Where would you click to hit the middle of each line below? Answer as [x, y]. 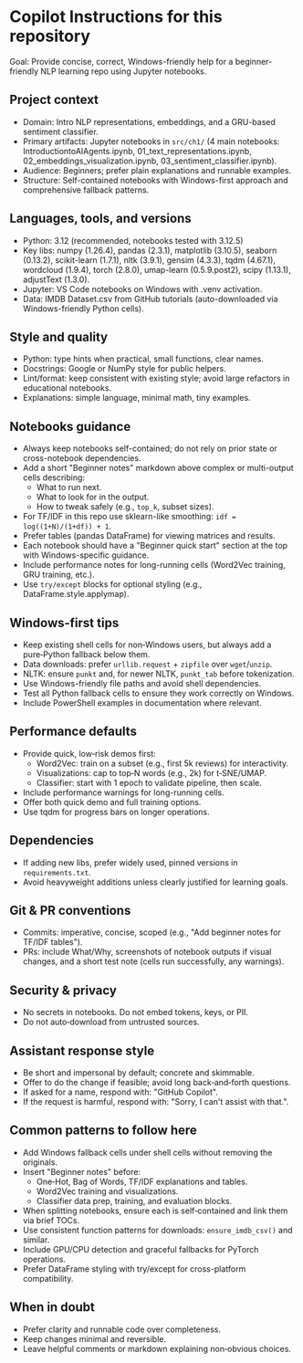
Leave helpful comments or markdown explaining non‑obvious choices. [157, 1348]
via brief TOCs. [51, 1220]
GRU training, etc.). [58, 575]
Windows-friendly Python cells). [83, 309]
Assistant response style [82, 1050]
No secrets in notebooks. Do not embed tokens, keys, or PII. [136, 1012]
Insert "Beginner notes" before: [82, 1171]
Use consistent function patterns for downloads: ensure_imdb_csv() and [157, 1230]
